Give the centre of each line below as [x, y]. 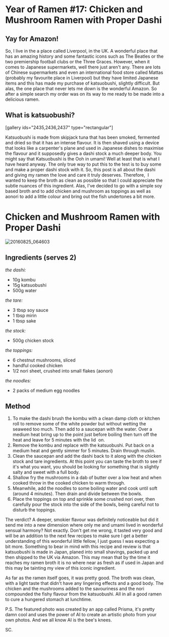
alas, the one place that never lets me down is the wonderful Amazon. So [81, 89]
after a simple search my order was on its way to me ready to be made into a [85, 94]
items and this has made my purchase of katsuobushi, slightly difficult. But [82, 83]
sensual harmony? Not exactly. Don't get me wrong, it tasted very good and [84, 531]
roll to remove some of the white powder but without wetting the [79, 424]
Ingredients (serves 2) [41, 257]
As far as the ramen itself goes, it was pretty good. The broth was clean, [80, 578]
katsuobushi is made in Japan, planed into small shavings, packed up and [82, 552]
